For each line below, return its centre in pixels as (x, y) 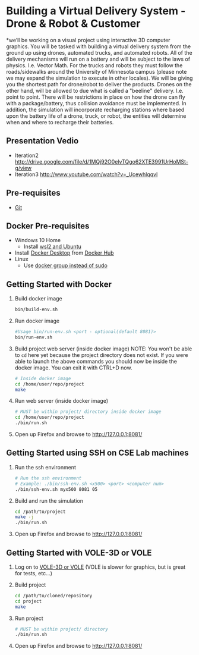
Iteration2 (26, 155)
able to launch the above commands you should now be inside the (96, 361)
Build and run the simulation (49, 500)
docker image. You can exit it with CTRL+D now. (73, 368)
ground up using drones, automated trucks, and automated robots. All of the (99, 52)
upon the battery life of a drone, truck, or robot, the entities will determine (96, 116)
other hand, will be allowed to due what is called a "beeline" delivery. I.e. (95, 90)
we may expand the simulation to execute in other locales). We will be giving (99, 78)
